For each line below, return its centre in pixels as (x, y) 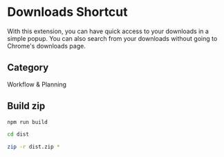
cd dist (18, 135)
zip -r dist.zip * (34, 147)
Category (28, 67)
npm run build (28, 122)
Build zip (26, 106)
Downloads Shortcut (67, 12)
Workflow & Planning (37, 84)
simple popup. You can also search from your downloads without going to (112, 38)
